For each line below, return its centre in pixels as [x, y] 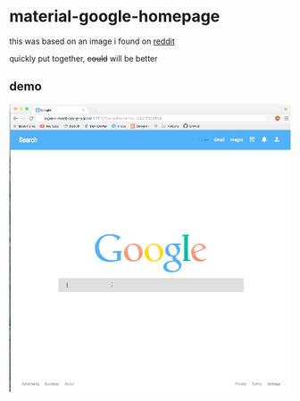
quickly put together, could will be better [83, 58]
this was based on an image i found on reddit [92, 41]
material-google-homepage [115, 17]
